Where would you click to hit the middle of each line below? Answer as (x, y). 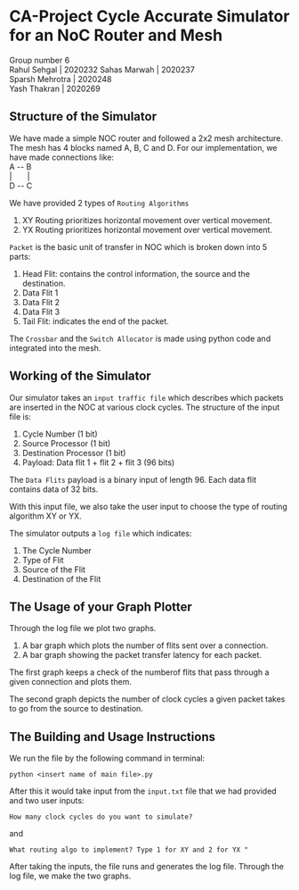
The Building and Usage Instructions (113, 737)
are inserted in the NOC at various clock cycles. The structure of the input (145, 407)
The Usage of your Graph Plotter (101, 607)
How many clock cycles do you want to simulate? (101, 817)
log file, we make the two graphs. (70, 876)
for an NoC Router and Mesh (116, 35)
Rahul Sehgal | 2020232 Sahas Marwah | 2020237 (102, 70)
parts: (20, 256)
